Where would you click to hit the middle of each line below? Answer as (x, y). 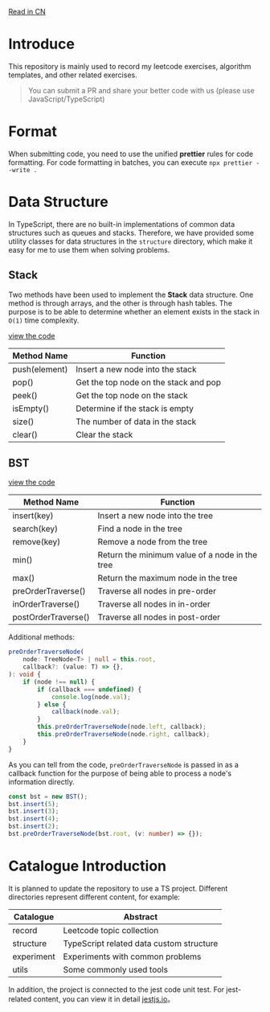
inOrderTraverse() (46, 604)
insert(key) (33, 516)
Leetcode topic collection (111, 930)
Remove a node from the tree (153, 542)
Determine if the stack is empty (135, 408)
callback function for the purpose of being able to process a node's (120, 773)
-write (19, 170)
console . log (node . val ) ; (91, 697)
